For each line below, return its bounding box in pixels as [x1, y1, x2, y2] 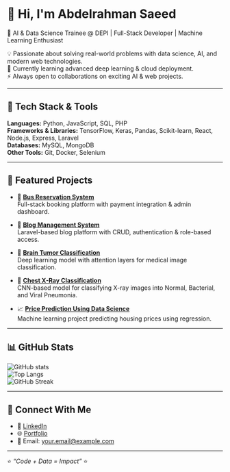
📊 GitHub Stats [7, 341, 74, 353]
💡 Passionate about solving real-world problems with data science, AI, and [7, 49, 218, 58]
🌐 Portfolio [16, 430, 48, 438]
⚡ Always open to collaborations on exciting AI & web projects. [7, 72, 183, 80]
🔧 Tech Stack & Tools [7, 101, 98, 112]
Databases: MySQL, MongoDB [7, 140, 94, 149]
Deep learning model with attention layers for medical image [16, 256, 188, 264]
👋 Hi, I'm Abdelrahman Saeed [7, 6, 177, 22]
